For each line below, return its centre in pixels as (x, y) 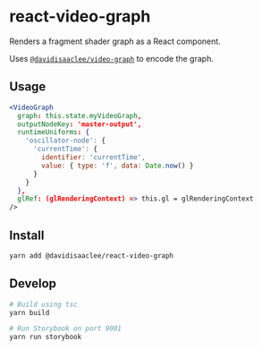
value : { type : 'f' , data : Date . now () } (118, 166)
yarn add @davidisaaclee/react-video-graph (92, 256)
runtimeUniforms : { (54, 132)
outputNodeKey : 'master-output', (80, 124)
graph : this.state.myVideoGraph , (80, 115)
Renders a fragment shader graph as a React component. (115, 41)
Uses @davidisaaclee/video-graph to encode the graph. (112, 58)
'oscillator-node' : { (65, 141)
